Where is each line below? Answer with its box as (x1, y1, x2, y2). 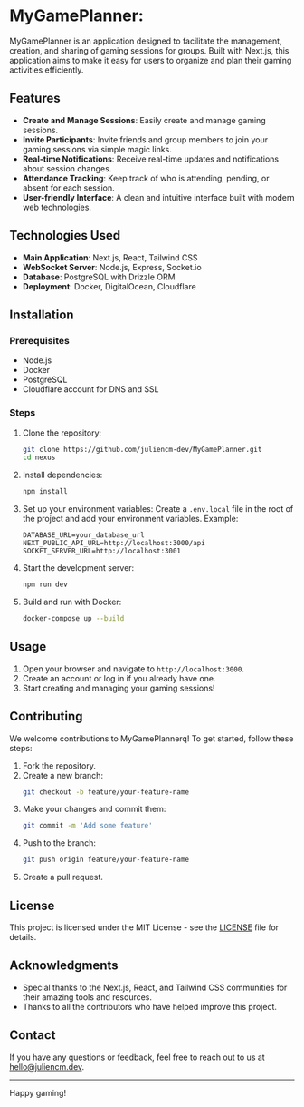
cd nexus (22, 453, 56, 463)
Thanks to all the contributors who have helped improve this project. (22, 1001, 278, 1012)
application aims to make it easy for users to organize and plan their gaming (9, 54, 292, 65)
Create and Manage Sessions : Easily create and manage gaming (22, 114, 266, 125)
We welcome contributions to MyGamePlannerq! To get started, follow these (9, 732, 294, 744)
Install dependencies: (22, 469, 103, 481)
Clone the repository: (22, 427, 102, 438)
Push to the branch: (22, 838, 97, 848)
